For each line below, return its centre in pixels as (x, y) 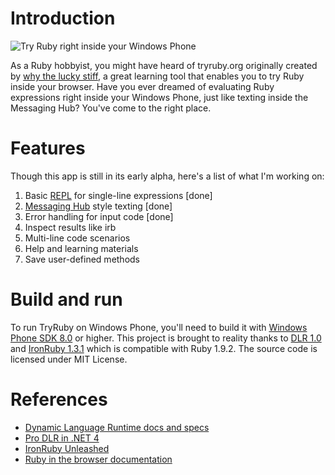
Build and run (66, 299)
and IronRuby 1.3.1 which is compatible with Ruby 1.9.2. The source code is (164, 348)
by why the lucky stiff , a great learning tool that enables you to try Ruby (157, 76)
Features (48, 148)
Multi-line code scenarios (77, 238)
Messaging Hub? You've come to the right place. (111, 108)
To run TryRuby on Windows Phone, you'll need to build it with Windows (159, 327)
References (59, 399)
